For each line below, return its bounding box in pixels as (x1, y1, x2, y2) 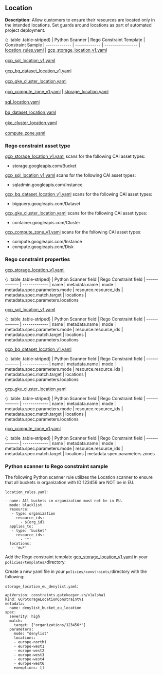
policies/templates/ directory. (5, 559, 66, 565)
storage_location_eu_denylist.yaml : (5, 583, 79, 589)
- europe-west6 (14, 661, 45, 666)
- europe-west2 (14, 648, 45, 653)
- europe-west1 (14, 644, 45, 649)
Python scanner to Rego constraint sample (5, 463, 108, 470)
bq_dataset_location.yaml (5, 109, 56, 115)
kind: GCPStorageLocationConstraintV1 (5, 597, 84, 602)
